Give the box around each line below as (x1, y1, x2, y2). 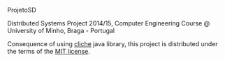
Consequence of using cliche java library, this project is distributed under (7, 40, 218, 48)
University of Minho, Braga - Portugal (7, 27, 115, 34)
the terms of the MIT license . (7, 48, 91, 55)
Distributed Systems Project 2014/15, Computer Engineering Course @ (7, 19, 210, 27)
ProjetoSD (7, 6, 36, 14)
